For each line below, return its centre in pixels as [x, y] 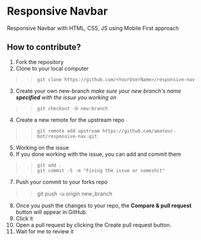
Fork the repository [40, 62]
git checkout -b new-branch [72, 108]
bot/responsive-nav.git [67, 136]
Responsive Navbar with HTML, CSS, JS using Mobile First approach [93, 28]
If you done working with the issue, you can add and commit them [98, 154]
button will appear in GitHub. [51, 212]
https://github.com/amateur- [139, 131]
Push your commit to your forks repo [62, 182]
